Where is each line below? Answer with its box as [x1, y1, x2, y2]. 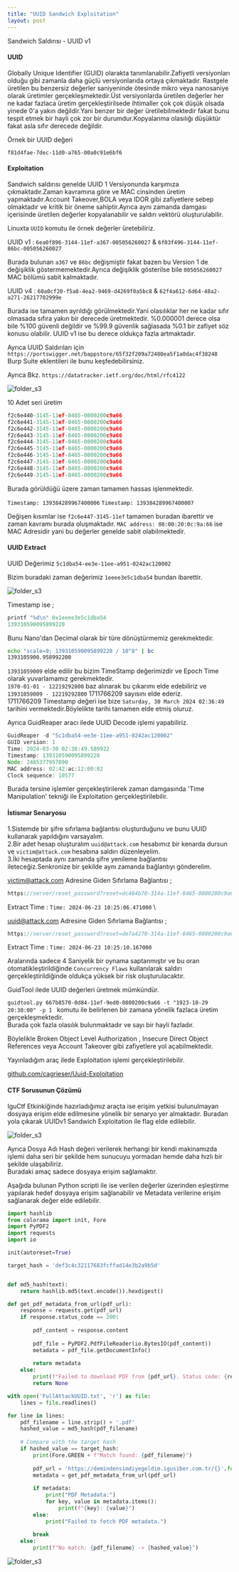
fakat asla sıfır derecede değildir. [7, 122, 104, 130]
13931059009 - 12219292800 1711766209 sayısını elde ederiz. [7, 689, 183, 698]
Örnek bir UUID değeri [7, 135, 73, 144]
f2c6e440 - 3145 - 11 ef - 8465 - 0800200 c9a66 [7, 412, 122, 419]
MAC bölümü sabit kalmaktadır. [7, 272, 99, 281]
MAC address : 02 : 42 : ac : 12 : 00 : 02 [7, 765, 103, 772]
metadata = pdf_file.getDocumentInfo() [33, 1347, 152, 1354]
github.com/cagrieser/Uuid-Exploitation [7, 1070, 124, 1078]
